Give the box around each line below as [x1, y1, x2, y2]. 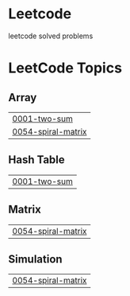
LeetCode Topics [8, 59, 123, 77]
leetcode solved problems [8, 31, 94, 41]
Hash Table [8, 153, 65, 167]
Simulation [8, 252, 63, 266]
